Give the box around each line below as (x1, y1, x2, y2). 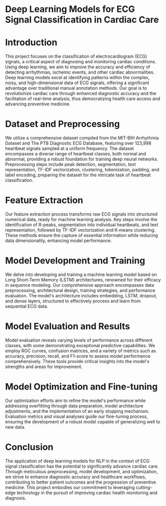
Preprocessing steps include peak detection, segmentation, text (5, 161, 136, 167)
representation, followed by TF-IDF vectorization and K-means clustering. (5, 227, 156, 233)
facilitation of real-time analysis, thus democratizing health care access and (5, 96, 161, 102)
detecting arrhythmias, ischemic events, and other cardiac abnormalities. (5, 69, 155, 75)
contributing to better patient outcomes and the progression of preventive (5, 479, 157, 485)
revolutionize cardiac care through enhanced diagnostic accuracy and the (5, 91, 157, 97)
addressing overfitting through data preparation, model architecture (5, 402, 144, 409)
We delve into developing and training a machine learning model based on (5, 271, 157, 277)
